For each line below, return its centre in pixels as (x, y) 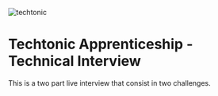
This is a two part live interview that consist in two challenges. (110, 83)
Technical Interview (75, 61)
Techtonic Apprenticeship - (101, 44)
